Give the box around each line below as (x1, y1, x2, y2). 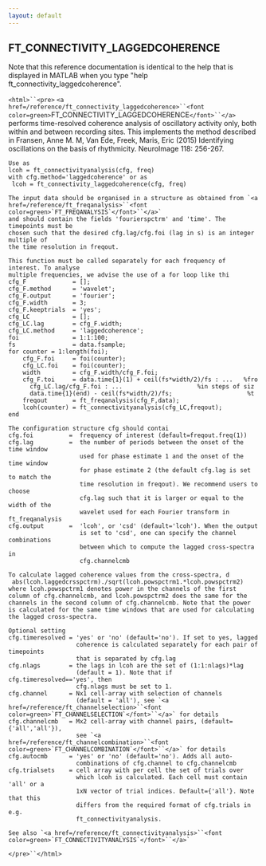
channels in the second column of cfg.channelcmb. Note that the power (8, 599, 251, 607)
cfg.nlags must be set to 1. (76, 683, 173, 691)
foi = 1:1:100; (8, 334, 109, 342)
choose (8, 487, 30, 495)
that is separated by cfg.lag (76, 655, 177, 663)
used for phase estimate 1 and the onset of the (79, 452, 244, 461)
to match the (8, 474, 52, 482)
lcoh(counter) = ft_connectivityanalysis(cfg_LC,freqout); (22, 403, 223, 411)
